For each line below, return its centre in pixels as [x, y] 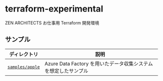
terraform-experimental [54, 9]
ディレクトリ [24, 54]
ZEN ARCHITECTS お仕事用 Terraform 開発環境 [52, 23]
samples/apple [24, 67]
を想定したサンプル [66, 71]
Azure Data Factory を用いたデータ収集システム [99, 64]
